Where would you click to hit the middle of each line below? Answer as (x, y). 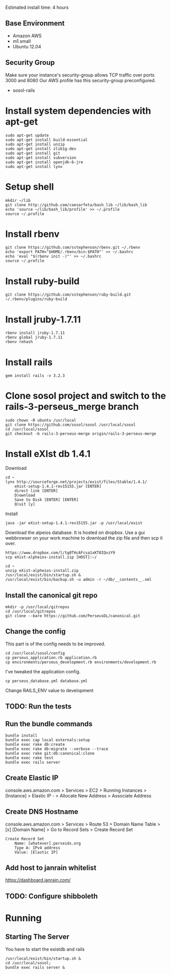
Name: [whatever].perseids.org (48, 843)
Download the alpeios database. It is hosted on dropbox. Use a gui (75, 532)
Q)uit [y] (25, 504)
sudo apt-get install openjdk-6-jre (44, 162)
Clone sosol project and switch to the (86, 396)
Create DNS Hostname (42, 812)
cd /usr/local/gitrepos (31, 611)
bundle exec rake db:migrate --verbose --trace (57, 749)
